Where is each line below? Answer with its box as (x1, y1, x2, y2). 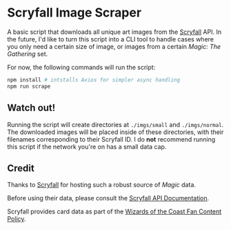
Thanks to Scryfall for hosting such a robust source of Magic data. (7, 181, 197, 189)
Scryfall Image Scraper (7, 5, 142, 21)
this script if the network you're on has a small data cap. (7, 142, 167, 151)
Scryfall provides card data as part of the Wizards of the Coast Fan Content (7, 207, 222, 215)
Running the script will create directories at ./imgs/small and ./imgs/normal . (7, 120, 224, 128)
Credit (7, 162, 34, 174)
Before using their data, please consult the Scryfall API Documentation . (7, 194, 210, 202)
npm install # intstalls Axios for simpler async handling (7, 76, 181, 84)
